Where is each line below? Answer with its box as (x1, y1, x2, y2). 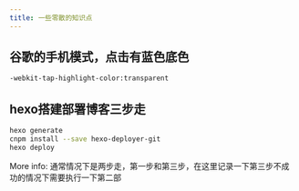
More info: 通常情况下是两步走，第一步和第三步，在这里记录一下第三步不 (9, 160, 282, 171)
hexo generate (9, 126, 64, 136)
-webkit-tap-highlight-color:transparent (9, 74, 170, 83)
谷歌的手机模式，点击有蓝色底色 (9, 49, 190, 65)
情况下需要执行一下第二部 (25, 172, 121, 183)
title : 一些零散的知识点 (9, 13, 93, 23)
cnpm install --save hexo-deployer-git (9, 135, 161, 144)
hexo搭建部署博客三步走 (9, 101, 146, 116)
